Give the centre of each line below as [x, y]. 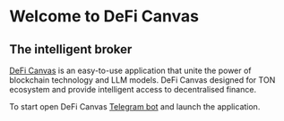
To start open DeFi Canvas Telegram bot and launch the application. [135, 107]
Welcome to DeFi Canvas [104, 16]
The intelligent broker [71, 49]
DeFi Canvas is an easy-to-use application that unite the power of [131, 70]
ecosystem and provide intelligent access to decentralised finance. [133, 89]
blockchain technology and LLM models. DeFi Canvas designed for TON [142, 80]
